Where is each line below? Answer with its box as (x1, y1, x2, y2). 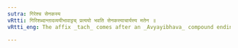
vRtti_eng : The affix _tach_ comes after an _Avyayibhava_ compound (7, 23, 214, 30)
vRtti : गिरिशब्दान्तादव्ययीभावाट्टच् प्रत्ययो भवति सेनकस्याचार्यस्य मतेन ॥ (7, 17, 156, 24)
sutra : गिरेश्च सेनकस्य (7, 10, 61, 18)
